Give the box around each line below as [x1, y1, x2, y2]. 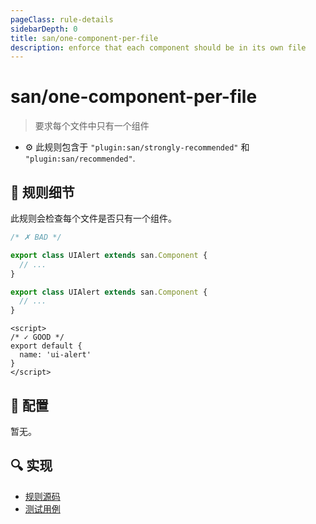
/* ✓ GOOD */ [10, 332, 65, 343]
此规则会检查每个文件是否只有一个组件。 [10, 212, 177, 224]
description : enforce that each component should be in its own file [10, 42, 307, 53]
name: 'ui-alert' [19, 350, 92, 360]
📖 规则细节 [10, 184, 75, 201]
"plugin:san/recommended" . [24, 152, 136, 165]
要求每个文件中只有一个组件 [34, 120, 150, 132]
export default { [10, 341, 83, 351]
